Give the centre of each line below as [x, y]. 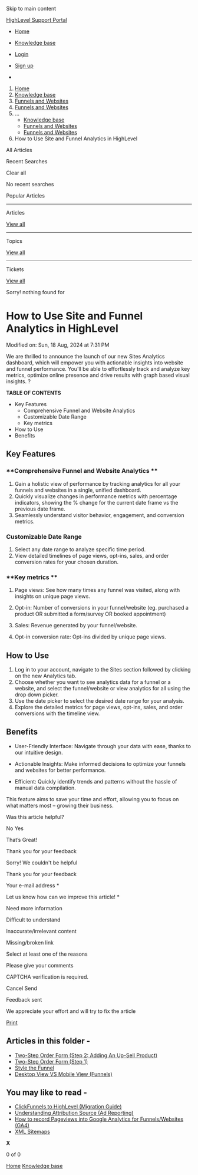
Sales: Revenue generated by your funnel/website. [76, 626]
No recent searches [30, 184]
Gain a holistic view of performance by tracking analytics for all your [98, 483]
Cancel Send [22, 988]
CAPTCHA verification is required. [47, 977]
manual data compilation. [45, 788]
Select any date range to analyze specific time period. [80, 549]
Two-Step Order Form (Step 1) [51, 1061]
